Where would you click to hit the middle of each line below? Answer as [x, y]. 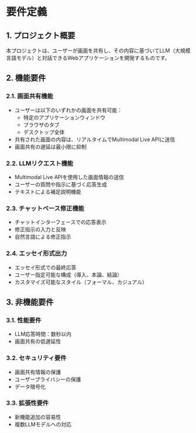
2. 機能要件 [26, 78]
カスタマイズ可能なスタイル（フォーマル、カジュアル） [81, 282]
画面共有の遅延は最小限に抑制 [50, 146]
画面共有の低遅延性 [38, 341]
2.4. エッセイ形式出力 [37, 253]
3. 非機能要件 [30, 302]
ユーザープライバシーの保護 [48, 379]
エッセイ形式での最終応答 [45, 267]
